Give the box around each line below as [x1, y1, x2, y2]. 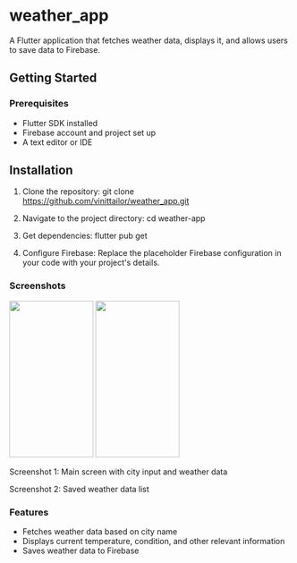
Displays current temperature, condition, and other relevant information [21, 536, 285, 547]
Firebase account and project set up [21, 127, 157, 138]
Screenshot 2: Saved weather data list [9, 483, 149, 494]
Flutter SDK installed [21, 117, 98, 128]
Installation [9, 163, 73, 178]
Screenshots [9, 279, 66, 292]
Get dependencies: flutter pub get [21, 230, 148, 242]
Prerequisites [9, 98, 69, 110]
